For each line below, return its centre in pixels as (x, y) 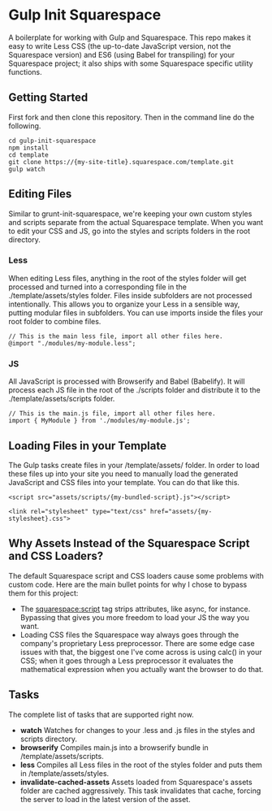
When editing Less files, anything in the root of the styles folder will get (127, 278)
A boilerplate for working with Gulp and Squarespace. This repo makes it (130, 37)
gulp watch (27, 169)
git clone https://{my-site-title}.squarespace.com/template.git (121, 162)
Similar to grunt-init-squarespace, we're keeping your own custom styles (130, 214)
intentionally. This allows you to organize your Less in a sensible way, (124, 304)
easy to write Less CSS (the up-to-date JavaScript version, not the (120, 46)
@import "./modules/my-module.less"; (72, 343)
